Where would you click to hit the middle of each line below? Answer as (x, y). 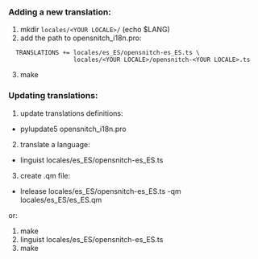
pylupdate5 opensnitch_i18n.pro (73, 129)
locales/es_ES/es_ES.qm (61, 199)
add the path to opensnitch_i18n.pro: (81, 38)
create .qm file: (45, 175)
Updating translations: (53, 96)
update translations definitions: (71, 113)
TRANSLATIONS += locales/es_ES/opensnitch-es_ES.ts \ (108, 53)
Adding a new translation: (60, 12)
